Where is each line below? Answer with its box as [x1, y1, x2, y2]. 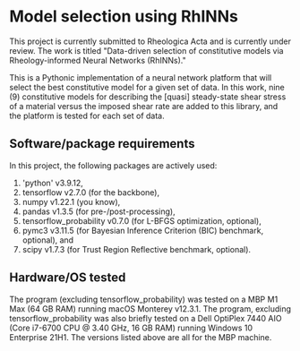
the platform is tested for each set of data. [9, 110, 166, 121]
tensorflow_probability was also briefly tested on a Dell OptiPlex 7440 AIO [9, 312, 282, 323]
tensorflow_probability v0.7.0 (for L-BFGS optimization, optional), [21, 215, 261, 226]
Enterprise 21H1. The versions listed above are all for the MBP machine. [9, 331, 272, 342]
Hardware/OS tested [9, 270, 126, 286]
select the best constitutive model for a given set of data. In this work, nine [9, 81, 285, 92]
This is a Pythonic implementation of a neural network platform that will [9, 72, 272, 82]
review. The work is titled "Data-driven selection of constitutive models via [9, 45, 284, 56]
